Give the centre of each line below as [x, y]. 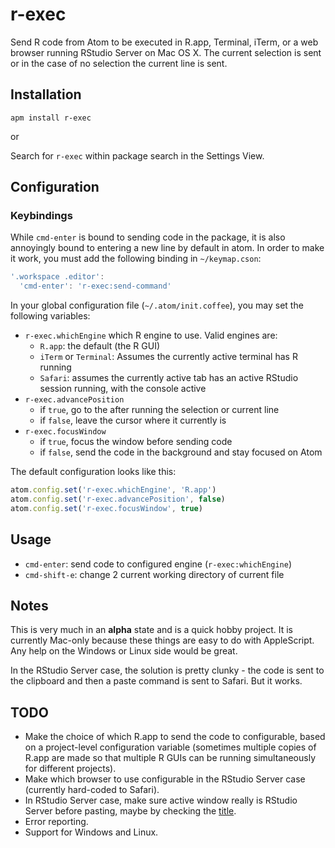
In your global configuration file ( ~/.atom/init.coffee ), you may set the [157, 305]
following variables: [50, 316]
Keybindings [41, 216]
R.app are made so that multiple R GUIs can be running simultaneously [170, 758]
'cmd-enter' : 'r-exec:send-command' [95, 286]
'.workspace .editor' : [57, 277]
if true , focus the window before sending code [136, 442]
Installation [46, 94]
